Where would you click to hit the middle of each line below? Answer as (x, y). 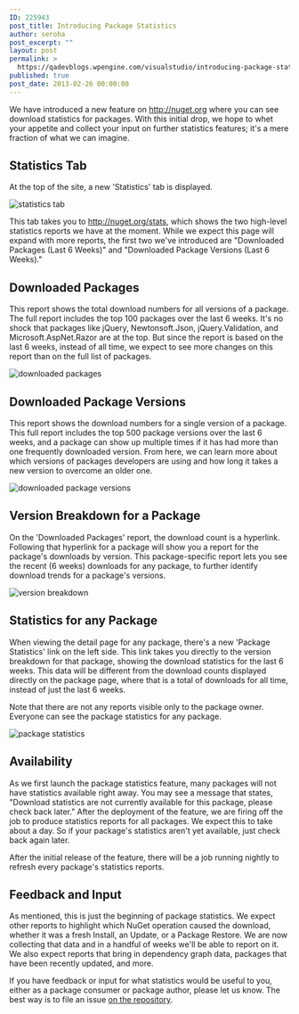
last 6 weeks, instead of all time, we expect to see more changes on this (141, 347)
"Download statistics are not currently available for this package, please (141, 802)
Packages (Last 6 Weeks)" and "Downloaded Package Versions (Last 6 (139, 250)
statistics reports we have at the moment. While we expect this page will (141, 231)
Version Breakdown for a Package (105, 516)
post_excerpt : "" (41, 42)
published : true (39, 76)
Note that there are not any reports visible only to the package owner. (137, 706)
